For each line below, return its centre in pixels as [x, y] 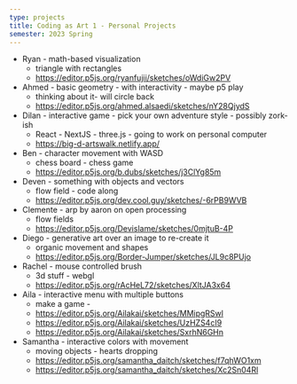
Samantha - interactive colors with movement [105, 341]
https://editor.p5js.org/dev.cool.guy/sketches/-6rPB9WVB [141, 200]
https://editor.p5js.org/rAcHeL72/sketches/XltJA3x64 [133, 286]
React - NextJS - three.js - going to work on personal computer [151, 135]
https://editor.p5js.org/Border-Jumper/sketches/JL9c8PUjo [143, 257]
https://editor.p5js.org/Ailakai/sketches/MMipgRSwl [129, 313]
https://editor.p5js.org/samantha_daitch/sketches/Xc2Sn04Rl [147, 370]
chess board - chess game [84, 163]
